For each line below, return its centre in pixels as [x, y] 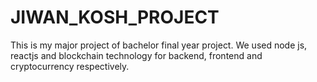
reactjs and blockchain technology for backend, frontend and [136, 55]
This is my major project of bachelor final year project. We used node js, [159, 45]
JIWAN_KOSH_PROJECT [115, 17]
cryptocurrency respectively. [70, 66]
